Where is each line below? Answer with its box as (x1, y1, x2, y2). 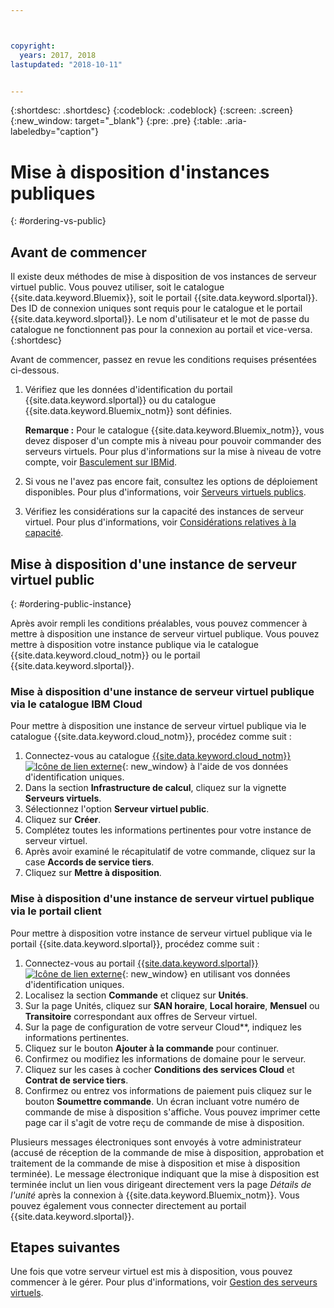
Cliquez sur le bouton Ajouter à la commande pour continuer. (24, 1042, 280, 1054)
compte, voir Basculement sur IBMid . (24, 456, 178, 468)
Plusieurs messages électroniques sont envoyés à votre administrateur (10, 1136, 302, 1148)
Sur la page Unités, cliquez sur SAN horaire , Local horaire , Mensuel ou (24, 999, 320, 1011)
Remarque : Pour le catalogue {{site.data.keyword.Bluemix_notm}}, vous (24, 424, 325, 436)
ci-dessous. (10, 364, 60, 376)
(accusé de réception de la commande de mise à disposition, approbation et (10, 1146, 325, 1158)
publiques (10, 182, 96, 205)
